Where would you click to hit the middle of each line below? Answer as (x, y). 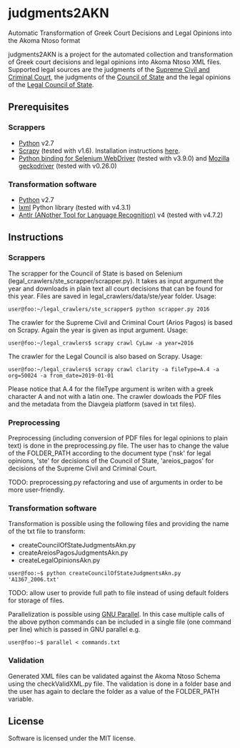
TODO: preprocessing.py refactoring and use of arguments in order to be (116, 482)
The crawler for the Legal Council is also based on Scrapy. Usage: (105, 356)
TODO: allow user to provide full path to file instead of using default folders (119, 593)
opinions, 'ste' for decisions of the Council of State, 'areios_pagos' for (111, 460)
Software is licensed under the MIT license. (72, 738)
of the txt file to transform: (47, 531)
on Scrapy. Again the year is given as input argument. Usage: (98, 330)
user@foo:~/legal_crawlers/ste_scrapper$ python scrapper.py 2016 (109, 309)
